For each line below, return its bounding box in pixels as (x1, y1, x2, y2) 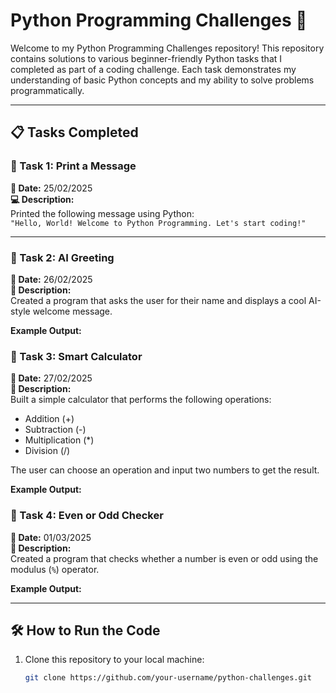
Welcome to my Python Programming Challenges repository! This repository (10, 42, 325, 54)
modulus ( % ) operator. (10, 563, 100, 575)
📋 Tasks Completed (10, 124, 139, 141)
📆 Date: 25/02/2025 (10, 182, 93, 194)
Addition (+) (24, 413, 75, 425)
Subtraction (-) (24, 424, 87, 436)
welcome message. (32, 305, 113, 317)
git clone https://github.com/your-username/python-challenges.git (24, 673, 312, 683)
